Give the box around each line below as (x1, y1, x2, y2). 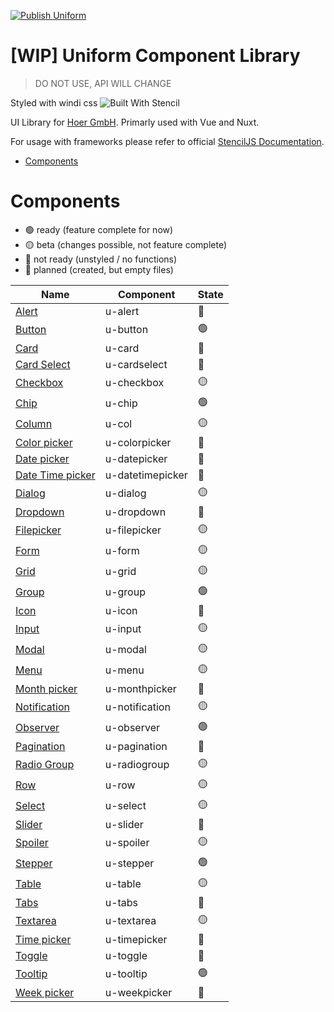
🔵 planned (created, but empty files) (24, 263, 174, 275)
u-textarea (104, 914, 157, 928)
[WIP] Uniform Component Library (10, 45, 301, 67)
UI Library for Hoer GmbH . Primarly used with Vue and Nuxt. (10, 116, 260, 128)
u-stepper (104, 856, 155, 870)
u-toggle (104, 948, 148, 962)
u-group (104, 585, 146, 599)
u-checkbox (104, 376, 165, 390)
